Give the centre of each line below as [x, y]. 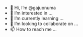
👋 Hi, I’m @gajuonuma [33, 8]
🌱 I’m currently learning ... [37, 18]
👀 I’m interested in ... [31, 13]
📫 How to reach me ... [33, 29]
